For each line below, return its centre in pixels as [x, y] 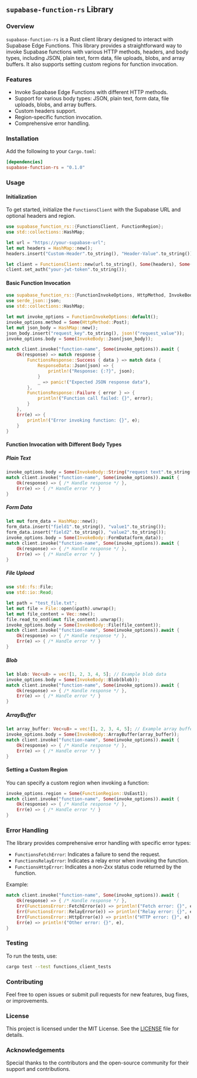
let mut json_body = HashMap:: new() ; [52, 328]
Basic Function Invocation [38, 283]
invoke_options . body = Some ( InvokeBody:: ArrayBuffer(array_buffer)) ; [93, 735]
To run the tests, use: [32, 956]
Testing [17, 943]
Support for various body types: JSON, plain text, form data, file [91, 98]
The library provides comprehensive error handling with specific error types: [98, 843]
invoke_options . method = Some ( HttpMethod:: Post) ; [68, 322]
